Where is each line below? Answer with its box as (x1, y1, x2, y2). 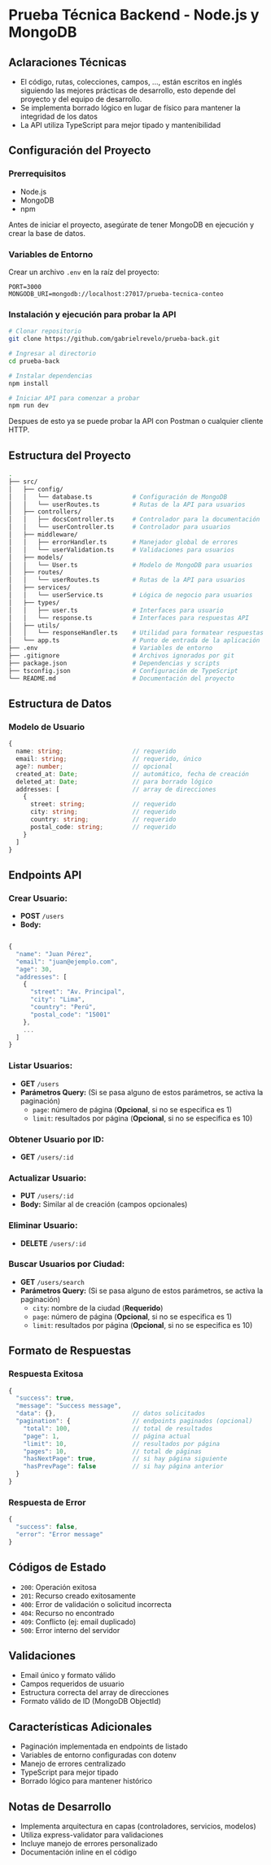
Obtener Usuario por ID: (8, 1133, 104, 1145)
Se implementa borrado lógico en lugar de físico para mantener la (20, 103, 241, 112)
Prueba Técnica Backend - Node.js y (8, 6, 260, 24)
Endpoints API (8, 868, 82, 882)
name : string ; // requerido (15, 747, 177, 756)
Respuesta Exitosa (8, 1369, 84, 1380)
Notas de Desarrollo (8, 1800, 111, 1814)
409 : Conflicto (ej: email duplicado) (20, 1617, 137, 1627)
